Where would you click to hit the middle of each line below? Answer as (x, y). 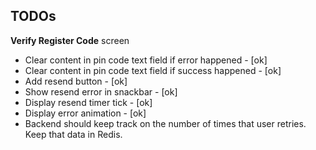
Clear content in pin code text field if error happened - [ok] (146, 60)
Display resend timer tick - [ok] (88, 102)
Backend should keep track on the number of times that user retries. (165, 123)
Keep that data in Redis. (73, 134)
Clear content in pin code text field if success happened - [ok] (153, 70)
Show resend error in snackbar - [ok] (101, 91)
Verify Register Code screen (70, 40)
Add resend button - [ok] (76, 81)
